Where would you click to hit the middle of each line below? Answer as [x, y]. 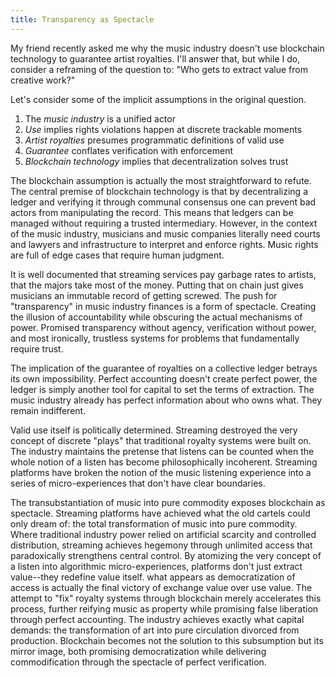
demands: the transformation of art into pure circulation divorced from [155, 630]
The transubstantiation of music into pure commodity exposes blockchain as [168, 502]
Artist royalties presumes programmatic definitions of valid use [154, 140]
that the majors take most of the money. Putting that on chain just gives [157, 285]
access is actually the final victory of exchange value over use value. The [161, 587]
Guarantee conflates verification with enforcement [128, 150]
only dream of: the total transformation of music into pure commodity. [154, 523]
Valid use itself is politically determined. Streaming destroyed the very [154, 430]
